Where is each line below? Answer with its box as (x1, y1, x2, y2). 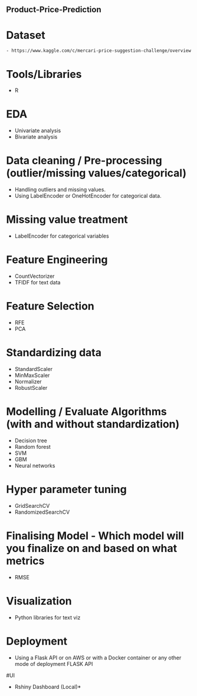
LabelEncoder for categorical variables (14, 232, 109, 239)
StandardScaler (14, 365, 53, 372)
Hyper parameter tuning (6, 483, 127, 496)
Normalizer (14, 377, 42, 385)
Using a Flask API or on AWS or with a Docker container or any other (14, 654, 182, 661)
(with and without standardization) (6, 418, 180, 431)
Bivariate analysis (14, 133, 58, 140)
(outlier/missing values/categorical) (6, 166, 187, 180)
